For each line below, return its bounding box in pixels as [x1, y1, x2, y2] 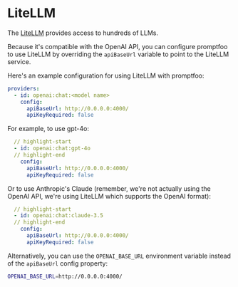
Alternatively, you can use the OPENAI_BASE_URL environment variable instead [7, 251, 232, 260]
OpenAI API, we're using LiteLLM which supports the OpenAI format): [7, 192, 212, 200]
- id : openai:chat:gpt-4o [14, 145, 91, 152]
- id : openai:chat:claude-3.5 [14, 212, 103, 219]
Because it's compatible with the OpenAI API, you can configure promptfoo [7, 42, 228, 51]
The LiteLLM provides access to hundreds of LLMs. [7, 28, 159, 37]
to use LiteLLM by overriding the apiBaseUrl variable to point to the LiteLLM [7, 50, 229, 58]
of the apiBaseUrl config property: [7, 259, 108, 268]
